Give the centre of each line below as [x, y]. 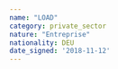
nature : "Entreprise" [50, 34]
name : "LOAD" [34, 17]
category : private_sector [58, 26]
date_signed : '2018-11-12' [60, 51]
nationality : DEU [42, 43]
